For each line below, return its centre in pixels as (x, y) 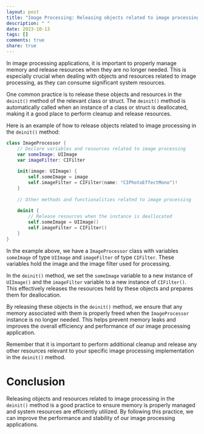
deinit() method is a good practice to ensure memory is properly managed (101, 405)
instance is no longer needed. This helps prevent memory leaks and (91, 319)
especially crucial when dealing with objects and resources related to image (101, 76)
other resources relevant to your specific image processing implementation (100, 351)
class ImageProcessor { (36, 143)
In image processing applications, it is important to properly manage (92, 63)
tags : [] (17, 35)
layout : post (23, 12)
